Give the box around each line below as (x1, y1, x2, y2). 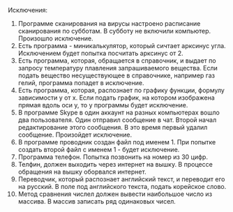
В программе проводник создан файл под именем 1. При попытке (17, 138, 216, 146)
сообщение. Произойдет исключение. (17, 130, 132, 139)
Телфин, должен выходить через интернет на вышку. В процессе (17, 160, 213, 168)
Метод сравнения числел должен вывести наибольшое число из (17, 190, 212, 198)
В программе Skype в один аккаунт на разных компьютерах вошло (17, 108, 220, 116)
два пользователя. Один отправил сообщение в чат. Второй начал (17, 116, 217, 124)
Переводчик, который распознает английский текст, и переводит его (17, 175, 225, 183)
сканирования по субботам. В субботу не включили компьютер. (17, 27, 211, 35)
